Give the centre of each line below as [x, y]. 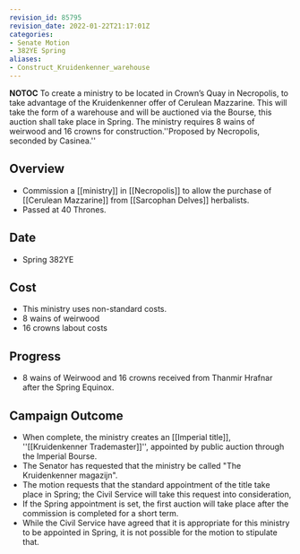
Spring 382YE [48, 259]
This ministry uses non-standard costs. [94, 309]
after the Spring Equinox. [68, 387]
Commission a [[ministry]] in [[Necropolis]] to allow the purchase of [147, 190]
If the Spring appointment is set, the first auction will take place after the [155, 504]
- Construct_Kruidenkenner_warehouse [80, 68]
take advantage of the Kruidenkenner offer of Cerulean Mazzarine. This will [148, 102]
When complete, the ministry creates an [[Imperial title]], [126, 437]
